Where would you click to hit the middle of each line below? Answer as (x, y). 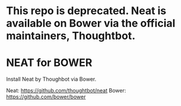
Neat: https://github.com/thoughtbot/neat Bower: (66, 91)
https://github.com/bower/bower (46, 97)
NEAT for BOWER (49, 63)
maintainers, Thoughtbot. (71, 36)
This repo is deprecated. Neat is (86, 11)
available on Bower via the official (91, 23)
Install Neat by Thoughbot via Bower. (51, 79)
